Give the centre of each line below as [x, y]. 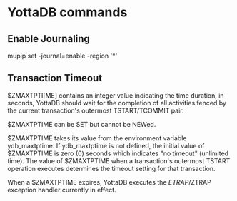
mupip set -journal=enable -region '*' [62, 56]
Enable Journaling [49, 39]
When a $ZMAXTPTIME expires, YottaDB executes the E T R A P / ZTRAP [110, 182]
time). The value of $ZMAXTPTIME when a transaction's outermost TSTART [119, 160]
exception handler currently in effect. [62, 190]
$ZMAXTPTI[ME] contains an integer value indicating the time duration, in [116, 95]
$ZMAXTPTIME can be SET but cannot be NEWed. [82, 124]
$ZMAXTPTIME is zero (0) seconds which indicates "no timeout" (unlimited [118, 153]
